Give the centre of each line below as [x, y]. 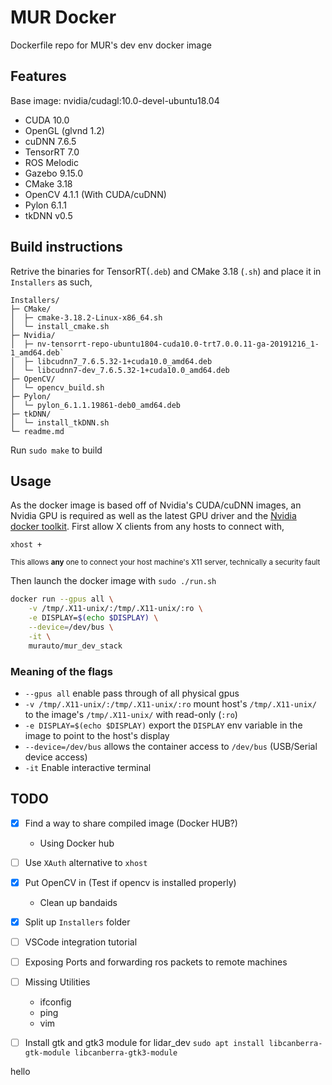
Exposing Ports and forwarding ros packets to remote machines [156, 962]
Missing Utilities [57, 982]
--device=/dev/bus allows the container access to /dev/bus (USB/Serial [171, 746]
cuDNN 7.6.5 [50, 141]
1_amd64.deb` [37, 352]
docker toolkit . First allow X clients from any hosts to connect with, [147, 527]
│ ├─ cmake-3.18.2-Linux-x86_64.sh [86, 317]
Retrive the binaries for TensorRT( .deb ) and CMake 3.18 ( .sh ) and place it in [166, 271]
